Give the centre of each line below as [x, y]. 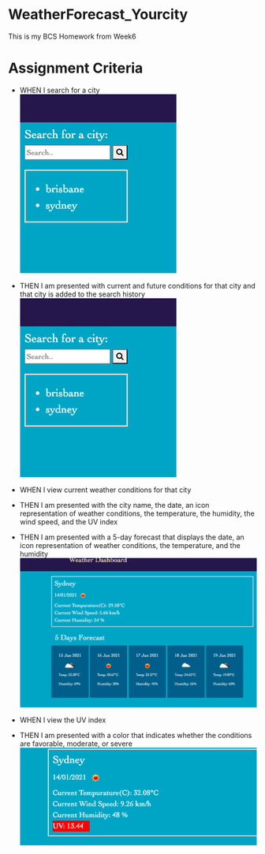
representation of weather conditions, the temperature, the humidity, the [137, 513]
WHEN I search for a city [60, 90]
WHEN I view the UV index [63, 720]
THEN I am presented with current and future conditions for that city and [138, 285]
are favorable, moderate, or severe [76, 744]
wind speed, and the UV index [69, 521]
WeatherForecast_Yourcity [98, 15]
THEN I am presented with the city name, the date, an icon [114, 505]
